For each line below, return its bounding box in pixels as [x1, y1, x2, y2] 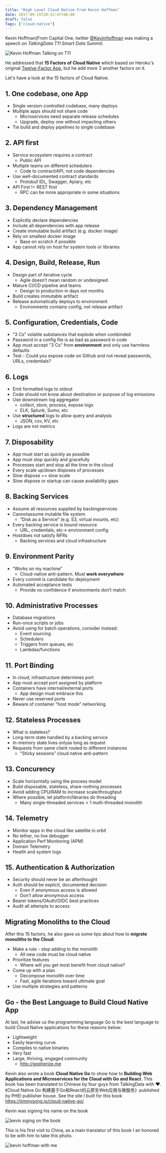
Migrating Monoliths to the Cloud [5, 918, 110, 926]
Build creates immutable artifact [12, 293, 78, 299]
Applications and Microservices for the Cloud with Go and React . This [5, 1076, 152, 1082]
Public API [19, 157, 41, 163]
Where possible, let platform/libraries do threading [12, 794, 116, 800]
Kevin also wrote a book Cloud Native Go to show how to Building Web [5, 1071, 152, 1077]
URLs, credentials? [12, 358, 51, 364]
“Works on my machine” [12, 565, 62, 571]
